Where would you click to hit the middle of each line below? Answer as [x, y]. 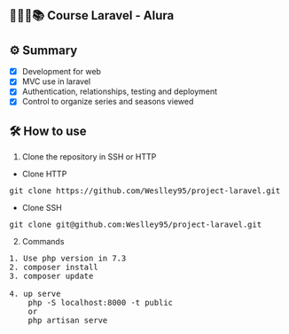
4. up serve [35, 294]
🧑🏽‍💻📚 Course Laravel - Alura [92, 16]
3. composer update [51, 276]
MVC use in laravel [56, 82]
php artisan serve [68, 321]
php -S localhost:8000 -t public [101, 303]
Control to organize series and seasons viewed [108, 102]
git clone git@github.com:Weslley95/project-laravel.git [136, 225]
